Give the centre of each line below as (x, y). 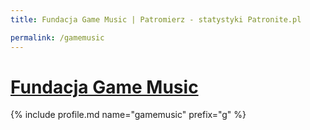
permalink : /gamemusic (57, 37)
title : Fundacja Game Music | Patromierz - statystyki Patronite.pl (156, 19)
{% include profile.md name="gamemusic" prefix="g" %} (128, 115)
